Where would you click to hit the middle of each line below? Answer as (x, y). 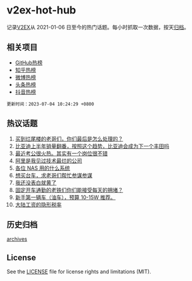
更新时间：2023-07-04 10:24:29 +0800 (50, 104)
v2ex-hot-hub (42, 10)
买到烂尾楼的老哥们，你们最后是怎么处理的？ (69, 139)
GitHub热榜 (29, 63)
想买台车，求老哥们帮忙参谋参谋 (54, 175)
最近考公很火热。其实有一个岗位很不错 (61, 153)
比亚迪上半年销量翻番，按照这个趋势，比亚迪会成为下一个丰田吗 (92, 146)
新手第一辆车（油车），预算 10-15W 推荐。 (65, 197)
